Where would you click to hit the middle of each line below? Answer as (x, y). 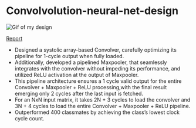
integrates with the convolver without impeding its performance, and (97, 68)
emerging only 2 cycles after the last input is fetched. (79, 93)
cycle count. (30, 118)
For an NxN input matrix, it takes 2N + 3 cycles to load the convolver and (102, 100)
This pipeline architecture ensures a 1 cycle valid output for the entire (98, 81)
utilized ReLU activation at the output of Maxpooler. (77, 75)
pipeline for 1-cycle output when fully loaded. (69, 56)
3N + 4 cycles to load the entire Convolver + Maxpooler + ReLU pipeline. (102, 106)
